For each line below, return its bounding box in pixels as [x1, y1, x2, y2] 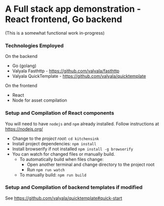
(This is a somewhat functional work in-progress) [5, 30, 105, 36]
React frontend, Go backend [5, 14, 122, 25]
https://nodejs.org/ [5, 126, 43, 132]
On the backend [5, 53, 38, 59]
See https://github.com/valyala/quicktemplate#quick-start [5, 195, 123, 201]
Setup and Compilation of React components [5, 110, 114, 116]
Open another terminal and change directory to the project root [27, 161, 155, 167]
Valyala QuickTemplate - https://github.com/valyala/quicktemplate [12, 73, 146, 79]
